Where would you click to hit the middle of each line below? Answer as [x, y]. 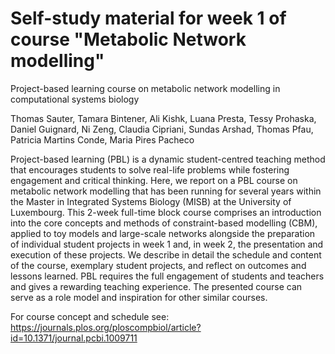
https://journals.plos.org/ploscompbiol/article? [106, 327]
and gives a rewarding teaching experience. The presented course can [156, 286]
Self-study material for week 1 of [148, 18]
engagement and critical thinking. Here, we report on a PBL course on [154, 180]
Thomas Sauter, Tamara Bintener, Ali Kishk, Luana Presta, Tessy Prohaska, [163, 118]
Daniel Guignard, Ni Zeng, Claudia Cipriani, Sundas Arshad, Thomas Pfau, [162, 129]
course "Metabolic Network [128, 39]
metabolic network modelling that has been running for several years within [166, 191]
